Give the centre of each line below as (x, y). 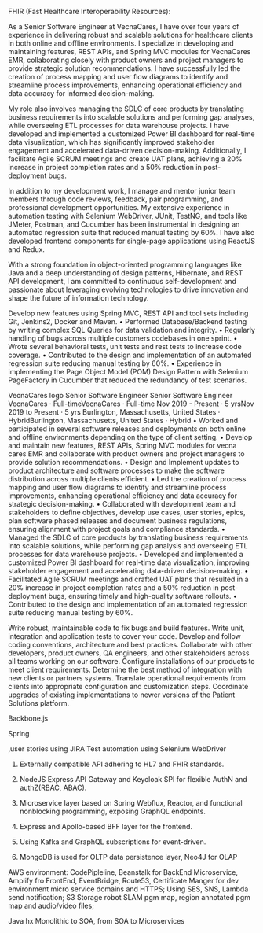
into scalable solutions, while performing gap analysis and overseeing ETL (128, 546)
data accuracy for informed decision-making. (81, 93)
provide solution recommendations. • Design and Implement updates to (124, 462)
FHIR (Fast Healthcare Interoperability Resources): (89, 11)
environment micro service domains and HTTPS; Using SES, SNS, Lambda (128, 889)
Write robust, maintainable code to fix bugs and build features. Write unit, (126, 628)
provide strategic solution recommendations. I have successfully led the (124, 68)
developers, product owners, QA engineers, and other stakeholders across (129, 653)
